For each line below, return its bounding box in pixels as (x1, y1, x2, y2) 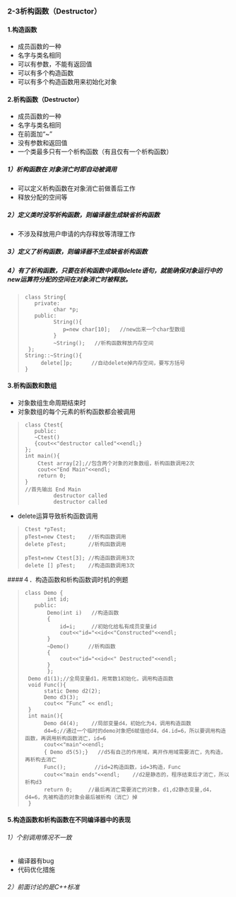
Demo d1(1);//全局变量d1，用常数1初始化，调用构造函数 (28, 675, 174, 682)
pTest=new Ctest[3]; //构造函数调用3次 (24, 554, 135, 562)
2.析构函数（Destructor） (7, 95, 83, 103)
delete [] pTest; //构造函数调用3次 (24, 562, 135, 569)
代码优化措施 (17, 865, 55, 874)
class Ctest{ (24, 421, 64, 429)
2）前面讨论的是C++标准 (7, 883, 80, 891)
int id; (47, 596, 70, 603)
